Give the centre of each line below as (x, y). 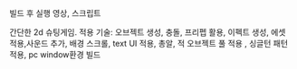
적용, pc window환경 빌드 (55, 55)
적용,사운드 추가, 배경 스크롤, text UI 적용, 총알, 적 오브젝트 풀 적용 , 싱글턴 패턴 (148, 43)
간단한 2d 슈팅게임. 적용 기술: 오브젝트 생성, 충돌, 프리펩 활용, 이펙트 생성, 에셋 (148, 32)
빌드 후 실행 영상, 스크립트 (55, 13)
